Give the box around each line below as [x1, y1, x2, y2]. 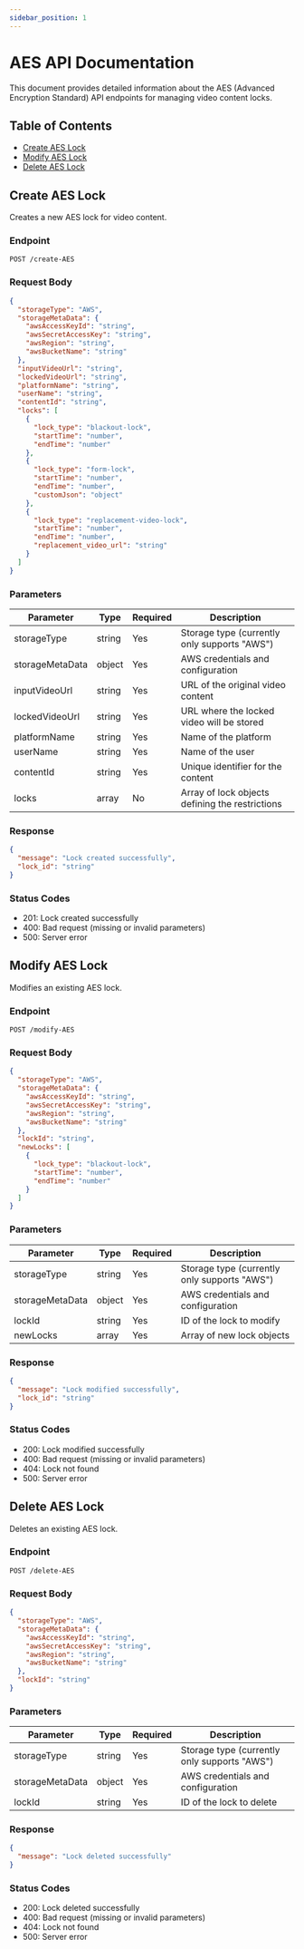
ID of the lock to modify [180, 1314, 280, 1326]
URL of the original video [180, 678, 287, 691]
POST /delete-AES [9, 1566, 75, 1576]
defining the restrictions [180, 797, 282, 810]
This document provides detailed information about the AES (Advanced [9, 82, 275, 93]
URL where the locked [180, 704, 275, 717]
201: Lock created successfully [22, 913, 138, 924]
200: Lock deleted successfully [22, 1903, 140, 1914]
